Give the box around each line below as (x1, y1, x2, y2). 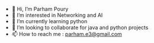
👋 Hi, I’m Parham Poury (11, 6, 69, 12)
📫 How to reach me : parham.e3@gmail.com (11, 31, 123, 37)
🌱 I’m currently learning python (11, 18, 88, 24)
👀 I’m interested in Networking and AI (11, 12, 103, 19)
